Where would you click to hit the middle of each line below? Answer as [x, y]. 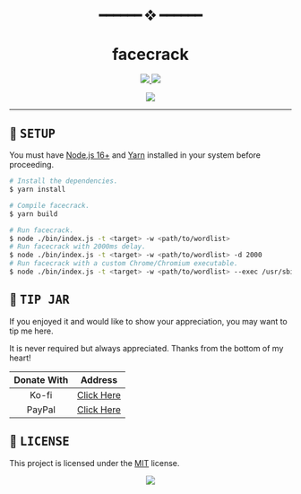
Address [99, 379]
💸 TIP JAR [39, 300]
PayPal [41, 410]
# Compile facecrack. [50, 205]
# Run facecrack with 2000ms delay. [77, 247]
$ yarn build [34, 214]
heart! [20, 358]
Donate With [41, 379]
